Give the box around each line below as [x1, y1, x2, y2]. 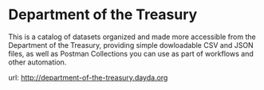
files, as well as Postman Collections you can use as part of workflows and [8, 49, 254, 58]
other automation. [8, 57, 67, 67]
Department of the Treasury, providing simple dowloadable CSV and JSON [8, 40, 254, 49]
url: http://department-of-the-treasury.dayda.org [8, 72, 168, 82]
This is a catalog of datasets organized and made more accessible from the [8, 32, 257, 41]
